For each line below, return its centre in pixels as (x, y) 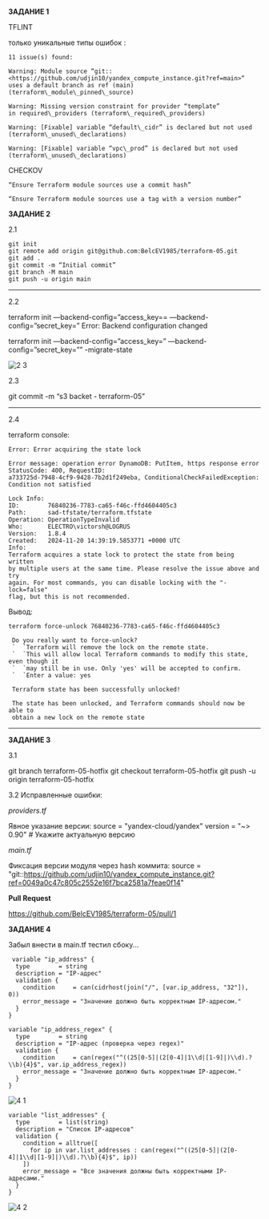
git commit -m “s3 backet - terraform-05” (77, 396)
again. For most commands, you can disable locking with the (112, 583)
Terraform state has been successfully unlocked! (96, 689)
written (21, 562)
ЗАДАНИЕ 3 (30, 740)
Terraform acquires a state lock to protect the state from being (121, 555)
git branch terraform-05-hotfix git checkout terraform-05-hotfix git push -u (132, 771)
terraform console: (39, 435)
